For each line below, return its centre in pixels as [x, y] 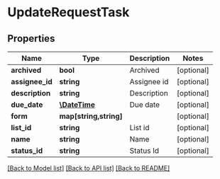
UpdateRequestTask [68, 12]
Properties [31, 39]
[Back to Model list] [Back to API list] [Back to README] [89, 168]
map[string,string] [91, 116]
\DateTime [77, 105]
